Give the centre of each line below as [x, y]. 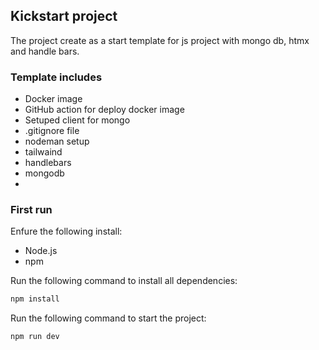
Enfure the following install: [66, 231]
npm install [35, 299]
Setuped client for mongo [77, 120]
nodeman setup [57, 141]
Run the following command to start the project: [108, 318]
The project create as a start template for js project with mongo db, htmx [160, 40]
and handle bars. [45, 51]
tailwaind [43, 152]
